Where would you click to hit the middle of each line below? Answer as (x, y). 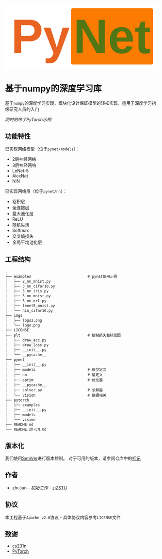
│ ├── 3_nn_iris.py (27, 291)
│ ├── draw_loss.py (27, 345)
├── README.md (19, 425)
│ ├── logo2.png (24, 321)
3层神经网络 (24, 165)
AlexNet (20, 176)
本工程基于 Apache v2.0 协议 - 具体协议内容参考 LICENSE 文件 (63, 517)
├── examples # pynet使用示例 (61, 277)
